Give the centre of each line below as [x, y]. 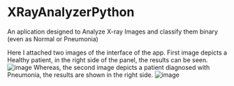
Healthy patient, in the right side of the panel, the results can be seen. [108, 59]
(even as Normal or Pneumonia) [53, 38]
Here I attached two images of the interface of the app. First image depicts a [117, 52]
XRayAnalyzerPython [71, 12]
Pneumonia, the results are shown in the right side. [80, 75]
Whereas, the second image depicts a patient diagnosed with [122, 67]
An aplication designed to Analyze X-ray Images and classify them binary [113, 31]
